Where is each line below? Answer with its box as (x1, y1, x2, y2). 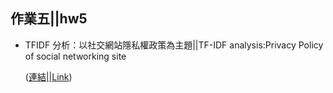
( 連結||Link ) (24, 70, 73, 83)
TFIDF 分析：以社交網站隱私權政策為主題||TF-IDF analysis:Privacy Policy (24, 39, 324, 51)
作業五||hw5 (10, 10, 88, 28)
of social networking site (24, 50, 127, 62)
